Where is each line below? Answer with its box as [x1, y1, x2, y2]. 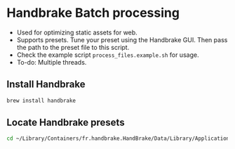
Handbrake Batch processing [6, 5, 180, 21]
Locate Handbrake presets [6, 117, 125, 129]
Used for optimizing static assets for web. [16, 28, 137, 37]
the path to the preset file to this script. [16, 43, 130, 51]
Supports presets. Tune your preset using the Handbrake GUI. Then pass [16, 35, 228, 44]
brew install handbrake [6, 97, 76, 104]
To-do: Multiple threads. [16, 58, 87, 66]
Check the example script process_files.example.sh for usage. [16, 51, 199, 59]
